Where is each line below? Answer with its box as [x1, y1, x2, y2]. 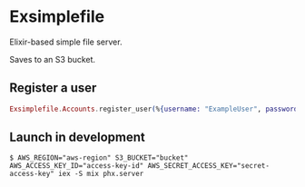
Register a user [9, 80, 97, 96]
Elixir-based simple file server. [9, 36, 123, 47]
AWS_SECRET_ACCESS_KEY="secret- [147, 162, 271, 171]
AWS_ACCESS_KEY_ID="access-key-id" [9, 162, 144, 171]
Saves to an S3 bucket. [9, 54, 96, 64]
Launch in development [9, 130, 145, 145]
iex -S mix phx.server [57, 170, 144, 179]
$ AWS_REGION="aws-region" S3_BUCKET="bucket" [9, 153, 189, 162]
